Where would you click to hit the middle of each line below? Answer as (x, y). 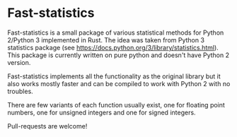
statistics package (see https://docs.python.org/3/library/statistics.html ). (113, 47)
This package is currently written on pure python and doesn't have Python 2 (118, 55)
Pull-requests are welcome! (47, 126)
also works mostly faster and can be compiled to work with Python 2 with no (119, 83)
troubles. (20, 91)
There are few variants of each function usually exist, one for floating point (116, 105)
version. (19, 62)
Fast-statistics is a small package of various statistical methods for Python (116, 32)
